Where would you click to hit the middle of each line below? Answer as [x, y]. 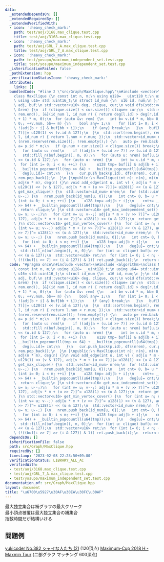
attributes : [22, 82]
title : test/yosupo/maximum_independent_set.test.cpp [70, 64]
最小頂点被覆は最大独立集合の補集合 [41, 513]
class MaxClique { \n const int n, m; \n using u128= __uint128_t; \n [84, 96]
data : [10, 10]
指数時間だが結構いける [29, 519]
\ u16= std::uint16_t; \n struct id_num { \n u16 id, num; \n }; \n [82, 274]
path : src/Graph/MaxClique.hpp [41, 446]
